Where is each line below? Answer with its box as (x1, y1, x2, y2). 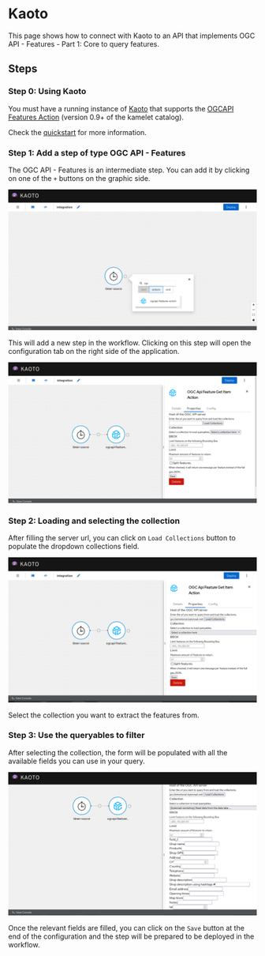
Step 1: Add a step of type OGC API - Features (8, 147, 186, 158)
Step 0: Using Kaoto (8, 86, 87, 97)
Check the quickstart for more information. (8, 127, 147, 137)
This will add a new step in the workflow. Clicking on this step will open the (8, 338, 252, 348)
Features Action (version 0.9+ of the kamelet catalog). (8, 112, 184, 122)
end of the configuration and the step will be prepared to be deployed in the (8, 932, 255, 941)
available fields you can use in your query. (8, 756, 146, 766)
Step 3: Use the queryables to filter (8, 730, 145, 741)
